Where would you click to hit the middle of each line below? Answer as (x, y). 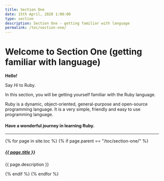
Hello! (11, 76)
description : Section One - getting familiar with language (68, 23)
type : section (20, 19)
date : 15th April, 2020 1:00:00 (38, 14)
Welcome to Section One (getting (74, 52)
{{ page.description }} (27, 164)
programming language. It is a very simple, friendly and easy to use (73, 109)
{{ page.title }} (20, 152)
